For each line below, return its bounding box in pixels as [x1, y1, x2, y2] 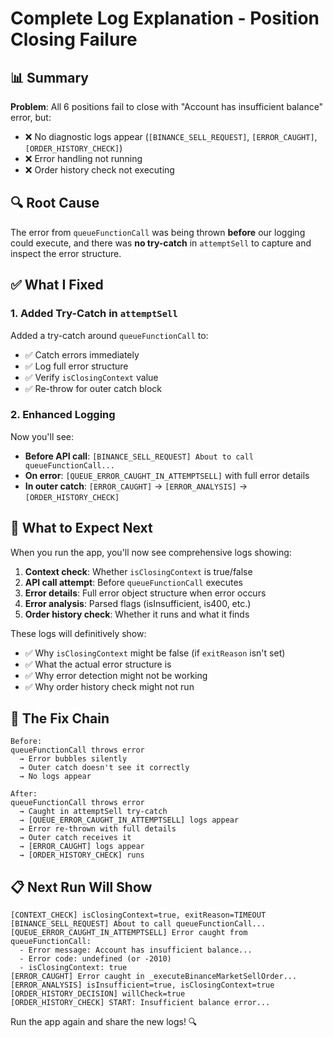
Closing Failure [10, 28, 138, 51]
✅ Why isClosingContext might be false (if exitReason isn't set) [24, 647, 286, 659]
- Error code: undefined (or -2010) [19, 954, 172, 964]
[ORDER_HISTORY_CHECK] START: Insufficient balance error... [10, 998, 271, 1008]
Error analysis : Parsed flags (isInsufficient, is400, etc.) [24, 597, 252, 609]
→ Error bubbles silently [19, 754, 128, 764]
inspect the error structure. [10, 247, 122, 259]
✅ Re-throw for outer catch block [24, 382, 162, 394]
